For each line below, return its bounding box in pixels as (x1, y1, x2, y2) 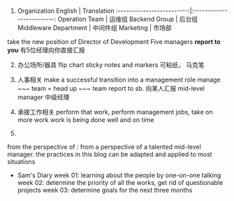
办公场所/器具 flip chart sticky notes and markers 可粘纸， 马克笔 (17, 61, 205, 69)
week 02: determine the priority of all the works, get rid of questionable (17, 179, 224, 186)
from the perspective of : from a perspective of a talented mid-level (7, 143, 201, 151)
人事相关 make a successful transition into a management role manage (17, 75, 221, 84)
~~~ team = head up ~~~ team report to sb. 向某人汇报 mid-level (17, 84, 205, 92)
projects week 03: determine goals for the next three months (17, 186, 193, 194)
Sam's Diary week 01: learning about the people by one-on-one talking (17, 171, 221, 179)
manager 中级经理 (17, 93, 70, 101)
